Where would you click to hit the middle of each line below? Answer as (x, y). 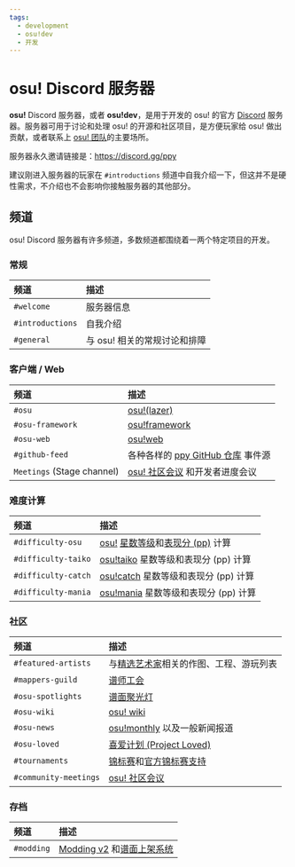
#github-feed (41, 454)
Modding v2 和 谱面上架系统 (116, 849)
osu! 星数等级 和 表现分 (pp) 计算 (166, 542)
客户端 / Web (37, 369)
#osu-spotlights (48, 697)
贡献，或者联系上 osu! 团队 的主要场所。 (81, 138)
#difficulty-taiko (52, 559)
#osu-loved (36, 745)
